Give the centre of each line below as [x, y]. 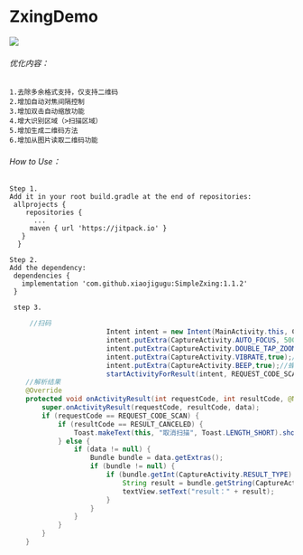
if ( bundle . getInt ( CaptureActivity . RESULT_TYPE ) [199, 475]
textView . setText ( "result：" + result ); [198, 491]
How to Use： [35, 161]
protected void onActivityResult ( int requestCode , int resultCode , [155, 400]
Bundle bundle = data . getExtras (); [156, 458]
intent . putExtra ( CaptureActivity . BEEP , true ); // [197, 365]
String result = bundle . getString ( [189, 483]
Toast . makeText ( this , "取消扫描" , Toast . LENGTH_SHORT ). [178, 433]
